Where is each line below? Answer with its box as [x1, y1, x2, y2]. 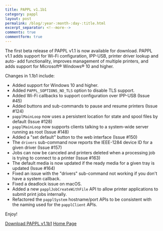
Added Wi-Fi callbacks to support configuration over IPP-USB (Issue [12, 92, 150, 98]
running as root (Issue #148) [12, 129, 69, 135]
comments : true [5, 30, 36, 35]
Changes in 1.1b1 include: [5, 73, 55, 79]
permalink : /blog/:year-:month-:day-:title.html [5, 21, 106, 26]
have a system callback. [12, 175, 61, 181]
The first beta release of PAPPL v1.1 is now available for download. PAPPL [5, 47, 153, 54]
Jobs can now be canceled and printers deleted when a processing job [12, 149, 155, 155]
